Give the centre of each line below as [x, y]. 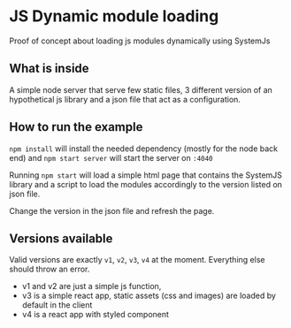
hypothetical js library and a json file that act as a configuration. [125, 99]
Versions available [61, 238]
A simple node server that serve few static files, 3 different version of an [141, 89]
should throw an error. [50, 269]
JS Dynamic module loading [114, 16]
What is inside [50, 69]
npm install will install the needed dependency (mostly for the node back [144, 149]
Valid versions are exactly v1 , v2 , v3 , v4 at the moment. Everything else [137, 260]
